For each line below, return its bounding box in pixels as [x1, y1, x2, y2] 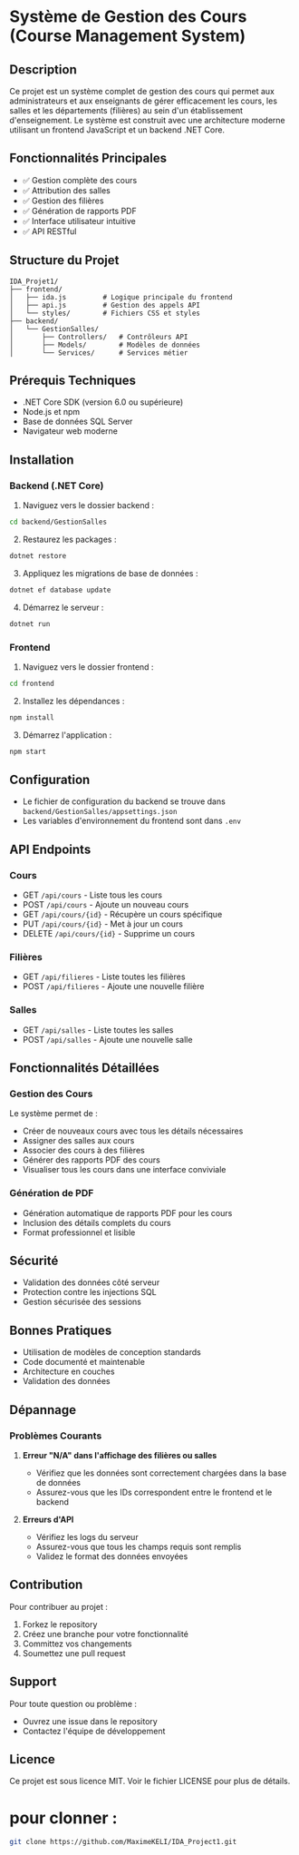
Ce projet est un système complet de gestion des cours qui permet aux [9, 86, 275, 96]
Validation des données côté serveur [22, 1277, 160, 1288]
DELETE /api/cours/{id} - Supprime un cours [22, 928, 196, 939]
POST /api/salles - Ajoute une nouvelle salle [22, 1034, 193, 1045]
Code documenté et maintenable [22, 1357, 145, 1368]
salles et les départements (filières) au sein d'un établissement [9, 105, 243, 115]
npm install [9, 712, 54, 722]
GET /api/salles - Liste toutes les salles [22, 1024, 174, 1035]
